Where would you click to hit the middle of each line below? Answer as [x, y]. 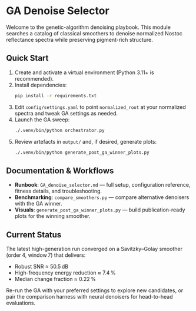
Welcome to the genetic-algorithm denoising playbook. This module [88, 27]
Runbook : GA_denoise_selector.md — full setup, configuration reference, [102, 185]
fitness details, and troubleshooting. [58, 191]
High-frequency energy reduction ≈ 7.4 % [65, 273]
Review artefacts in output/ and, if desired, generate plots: [86, 141]
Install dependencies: [41, 85]
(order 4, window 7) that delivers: [46, 255]
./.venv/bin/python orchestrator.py [59, 130]
